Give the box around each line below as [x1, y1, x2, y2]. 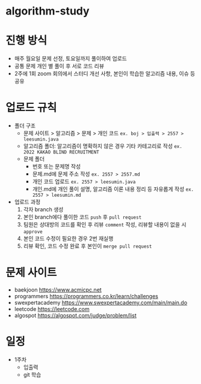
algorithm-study [5, 4, 90, 18]
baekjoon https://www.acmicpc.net [14, 286, 102, 293]
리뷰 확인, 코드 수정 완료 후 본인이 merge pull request [23, 243, 152, 250]
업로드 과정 [14, 198, 41, 206]
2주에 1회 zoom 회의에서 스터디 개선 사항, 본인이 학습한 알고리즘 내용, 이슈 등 [14, 70, 196, 77]
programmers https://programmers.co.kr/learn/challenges [14, 293, 159, 299]
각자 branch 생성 [23, 206, 64, 213]
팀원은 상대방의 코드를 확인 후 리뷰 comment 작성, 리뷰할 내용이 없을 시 [23, 221, 187, 228]
